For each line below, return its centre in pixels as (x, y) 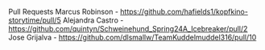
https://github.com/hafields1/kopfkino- (184, 12)
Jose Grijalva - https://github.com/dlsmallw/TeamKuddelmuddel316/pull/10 (132, 37)
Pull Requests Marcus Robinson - (64, 12)
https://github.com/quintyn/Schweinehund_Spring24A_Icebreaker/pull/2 (128, 29)
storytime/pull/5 (35, 20)
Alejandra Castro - (93, 20)
